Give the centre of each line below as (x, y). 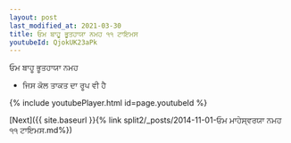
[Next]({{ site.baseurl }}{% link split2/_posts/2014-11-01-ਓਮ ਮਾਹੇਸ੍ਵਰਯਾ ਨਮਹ (145, 120)
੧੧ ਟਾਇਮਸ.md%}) (41, 131)
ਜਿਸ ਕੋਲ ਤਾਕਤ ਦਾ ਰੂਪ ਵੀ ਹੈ (64, 85)
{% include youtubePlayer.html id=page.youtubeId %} (108, 103)
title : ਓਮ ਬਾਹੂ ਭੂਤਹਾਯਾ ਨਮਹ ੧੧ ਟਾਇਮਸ (74, 34)
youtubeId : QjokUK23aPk (54, 42)
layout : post (33, 17)
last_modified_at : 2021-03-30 (66, 26)
